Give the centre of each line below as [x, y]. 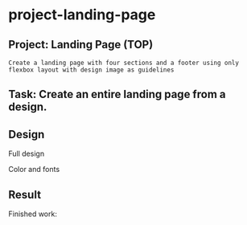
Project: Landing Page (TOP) [81, 45]
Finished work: [33, 214]
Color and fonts [34, 170]
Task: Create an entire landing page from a [117, 94]
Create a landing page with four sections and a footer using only [124, 63]
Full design [27, 153]
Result [25, 194]
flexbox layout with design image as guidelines [91, 70]
